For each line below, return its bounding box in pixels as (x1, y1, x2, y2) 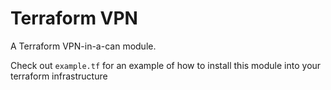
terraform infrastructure (10, 70, 108, 82)
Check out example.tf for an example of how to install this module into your (10, 59, 322, 71)
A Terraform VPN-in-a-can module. (10, 40, 157, 52)
